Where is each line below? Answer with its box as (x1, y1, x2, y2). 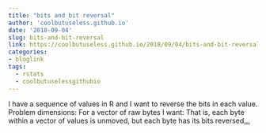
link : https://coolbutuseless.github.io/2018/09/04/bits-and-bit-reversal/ (8, 41, 264, 49)
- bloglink (8, 56, 44, 64)
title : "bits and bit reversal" (8, 11, 115, 20)
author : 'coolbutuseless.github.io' (8, 19, 129, 27)
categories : (8, 48, 47, 56)
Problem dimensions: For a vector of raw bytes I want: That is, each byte (8, 107, 245, 116)
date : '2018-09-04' (8, 26, 73, 34)
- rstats (15, 70, 44, 78)
